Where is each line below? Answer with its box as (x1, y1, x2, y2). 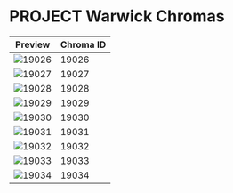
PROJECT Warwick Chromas (9, 6, 225, 27)
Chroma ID (60, 38, 107, 51)
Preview (14, 38, 51, 51)
